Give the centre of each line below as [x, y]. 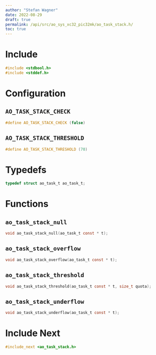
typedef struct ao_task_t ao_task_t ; [45, 183]
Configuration [36, 93]
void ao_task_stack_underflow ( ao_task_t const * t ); [62, 313]
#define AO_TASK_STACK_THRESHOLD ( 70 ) [46, 149]
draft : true [18, 19]
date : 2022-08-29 [24, 15]
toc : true [16, 29]
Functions [27, 204]
